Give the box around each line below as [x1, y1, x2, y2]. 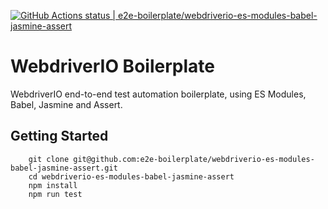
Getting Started [10, 128, 109, 145]
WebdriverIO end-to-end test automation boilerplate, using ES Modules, [10, 88, 307, 100]
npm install [28, 180, 78, 190]
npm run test [28, 189, 83, 199]
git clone [28, 154, 70, 164]
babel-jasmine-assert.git [10, 163, 118, 173]
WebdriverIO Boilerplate [10, 55, 215, 78]
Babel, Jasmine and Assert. [10, 98, 123, 110]
